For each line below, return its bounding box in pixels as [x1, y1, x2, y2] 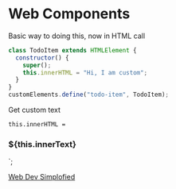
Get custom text [8, 105, 61, 115]
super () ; [22, 61, 52, 69]
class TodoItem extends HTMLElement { [8, 46, 137, 54]
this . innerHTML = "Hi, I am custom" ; [22, 68, 148, 76]
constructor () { [15, 53, 69, 62]
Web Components [8, 5, 131, 23]
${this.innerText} [8, 138, 77, 149]
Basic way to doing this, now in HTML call [8, 31, 146, 40]
